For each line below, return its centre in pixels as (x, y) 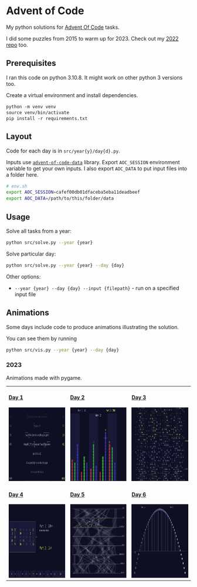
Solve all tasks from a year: (39, 231)
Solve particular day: (31, 254)
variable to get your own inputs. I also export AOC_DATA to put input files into (97, 168)
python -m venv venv (31, 107)
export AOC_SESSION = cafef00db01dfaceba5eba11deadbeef (73, 193)
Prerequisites (31, 63)
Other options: (23, 276)
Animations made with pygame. (44, 377)
